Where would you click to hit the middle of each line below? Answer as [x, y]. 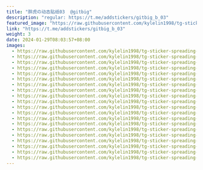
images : [16, 46]
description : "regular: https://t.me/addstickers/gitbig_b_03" [88, 17]
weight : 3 [19, 34]
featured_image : [27, 23]
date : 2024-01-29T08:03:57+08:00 [48, 40]
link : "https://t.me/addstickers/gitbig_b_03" [66, 29]
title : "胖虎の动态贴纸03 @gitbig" [49, 12]
